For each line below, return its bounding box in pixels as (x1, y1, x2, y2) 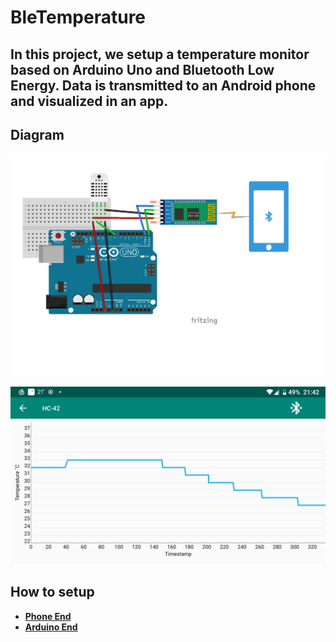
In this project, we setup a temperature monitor (10, 46, 310, 63)
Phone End (24, 610, 72, 622)
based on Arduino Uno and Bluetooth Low (10, 61, 275, 78)
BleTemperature (10, 6, 147, 29)
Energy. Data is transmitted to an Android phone (10, 77, 317, 94)
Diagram (10, 126, 65, 143)
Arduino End (24, 621, 78, 633)
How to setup (10, 584, 95, 601)
